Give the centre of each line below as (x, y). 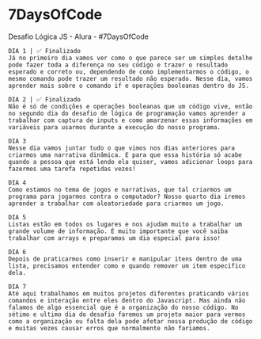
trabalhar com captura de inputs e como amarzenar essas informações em (130, 120)
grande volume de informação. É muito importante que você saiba (118, 231)
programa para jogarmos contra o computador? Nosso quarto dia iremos (127, 196)
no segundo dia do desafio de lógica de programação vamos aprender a (127, 113)
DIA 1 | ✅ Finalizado (45, 51)
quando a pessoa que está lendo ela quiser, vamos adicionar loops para (130, 162)
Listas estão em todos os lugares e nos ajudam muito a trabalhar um (125, 224)
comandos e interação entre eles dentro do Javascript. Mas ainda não (127, 300)
